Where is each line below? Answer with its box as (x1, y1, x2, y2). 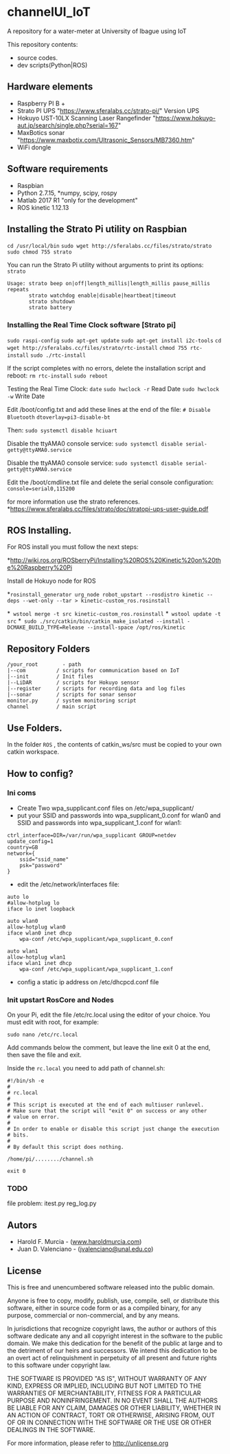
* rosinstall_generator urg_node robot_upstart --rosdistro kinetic (7, 590, 205, 599)
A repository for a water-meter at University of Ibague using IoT (7, 27, 187, 35)
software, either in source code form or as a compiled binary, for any (7, 1304, 202, 1312)
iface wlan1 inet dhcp (7, 959, 72, 966)
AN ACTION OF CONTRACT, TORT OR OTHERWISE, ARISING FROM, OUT (7, 1411, 215, 1420)
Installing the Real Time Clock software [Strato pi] (7, 320, 176, 330)
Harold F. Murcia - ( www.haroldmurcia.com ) (16, 1238, 142, 1246)
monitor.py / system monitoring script (7, 697, 137, 705)
